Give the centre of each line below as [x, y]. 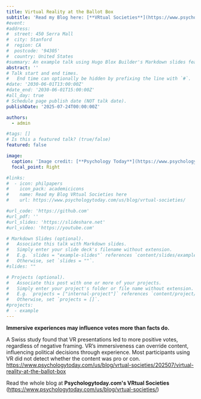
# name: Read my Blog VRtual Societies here [67, 195]
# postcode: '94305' [33, 51]
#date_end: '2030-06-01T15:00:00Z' [51, 90]
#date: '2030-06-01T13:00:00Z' [45, 85]
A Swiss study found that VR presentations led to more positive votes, [92, 339]
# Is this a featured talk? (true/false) [59, 139]
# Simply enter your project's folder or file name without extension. [100, 289]
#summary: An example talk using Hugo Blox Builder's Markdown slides [96, 62]
